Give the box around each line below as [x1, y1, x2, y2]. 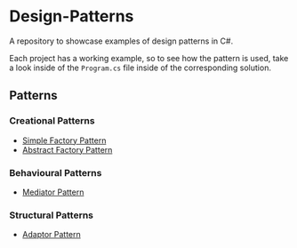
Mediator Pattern [21, 187, 84, 197]
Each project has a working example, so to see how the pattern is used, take [9, 52, 289, 63]
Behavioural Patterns [9, 166, 102, 179]
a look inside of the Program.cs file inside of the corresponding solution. [9, 62, 271, 73]
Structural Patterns [9, 209, 94, 221]
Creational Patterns [9, 115, 95, 127]
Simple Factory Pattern [21, 135, 107, 146]
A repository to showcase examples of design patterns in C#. [9, 36, 234, 46]
